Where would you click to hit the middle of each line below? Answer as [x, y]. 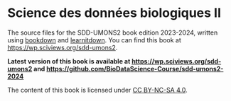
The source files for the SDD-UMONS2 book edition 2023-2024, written [113, 32]
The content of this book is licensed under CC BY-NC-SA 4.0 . [97, 90]
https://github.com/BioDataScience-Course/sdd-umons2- [135, 69]
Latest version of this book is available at [69, 61]
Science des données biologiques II [114, 13]
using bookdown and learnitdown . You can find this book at [94, 40]
